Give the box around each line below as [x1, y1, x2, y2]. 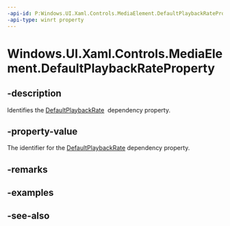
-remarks [7, 164, 48, 175]
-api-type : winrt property [7, 16, 84, 23]
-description [7, 88, 62, 99]
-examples [7, 187, 54, 199]
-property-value [7, 125, 78, 137]
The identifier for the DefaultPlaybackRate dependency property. [7, 144, 190, 152]
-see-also [7, 210, 50, 222]
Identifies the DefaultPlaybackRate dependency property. [7, 105, 171, 114]
